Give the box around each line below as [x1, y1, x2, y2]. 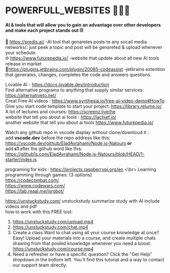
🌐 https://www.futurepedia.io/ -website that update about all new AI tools [5, 55, 159, 61]
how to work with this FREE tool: [5, 209, 73, 215]
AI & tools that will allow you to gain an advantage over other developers [5, 21, 161, 28]
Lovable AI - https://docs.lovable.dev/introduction [5, 82, 109, 88]
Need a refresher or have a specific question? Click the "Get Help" [12, 251, 152, 257]
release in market [5, 61, 42, 67]
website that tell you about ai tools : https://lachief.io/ [5, 114, 117, 120]
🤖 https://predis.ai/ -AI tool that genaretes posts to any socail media [5, 39, 147, 45]
